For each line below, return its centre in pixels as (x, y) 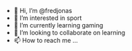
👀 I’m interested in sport (48, 18)
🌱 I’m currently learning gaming (58, 25)
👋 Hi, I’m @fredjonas (43, 11)
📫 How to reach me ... (46, 40)
